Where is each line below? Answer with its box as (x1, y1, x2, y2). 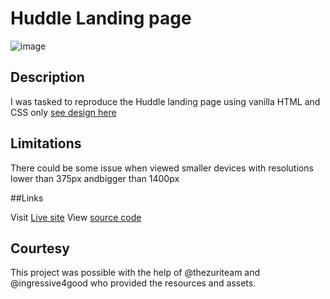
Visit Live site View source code (10, 211, 142, 223)
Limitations (10, 135, 82, 152)
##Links (10, 192, 44, 204)
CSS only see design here (10, 106, 117, 118)
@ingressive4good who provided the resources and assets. (10, 277, 257, 289)
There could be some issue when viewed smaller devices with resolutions (10, 162, 314, 174)
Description (10, 69, 85, 86)
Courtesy (10, 240, 70, 257)
